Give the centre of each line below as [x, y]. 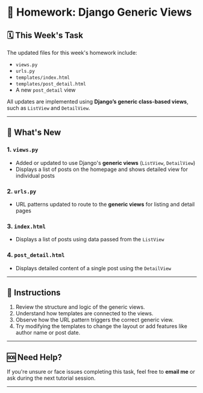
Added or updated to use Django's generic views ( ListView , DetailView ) [105, 162]
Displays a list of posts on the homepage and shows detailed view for [102, 169]
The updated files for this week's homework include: [72, 53]
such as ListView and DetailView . [48, 108]
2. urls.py [22, 191]
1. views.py [23, 150]
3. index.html [26, 226]
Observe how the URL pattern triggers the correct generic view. [95, 320]
